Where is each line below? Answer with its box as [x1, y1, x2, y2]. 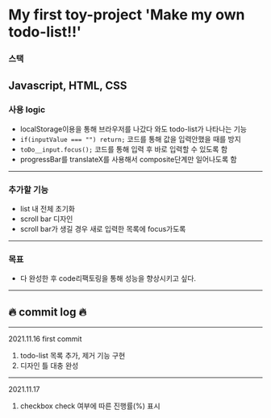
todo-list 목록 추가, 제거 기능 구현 [19, 351, 126, 361]
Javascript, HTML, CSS [8, 78, 127, 92]
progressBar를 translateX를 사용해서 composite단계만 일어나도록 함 [19, 154, 237, 164]
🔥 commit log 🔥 [8, 305, 87, 319]
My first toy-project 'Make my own [8, 6, 245, 24]
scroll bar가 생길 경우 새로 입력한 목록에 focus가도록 [19, 224, 186, 234]
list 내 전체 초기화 [19, 204, 75, 214]
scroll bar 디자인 [19, 214, 73, 224]
